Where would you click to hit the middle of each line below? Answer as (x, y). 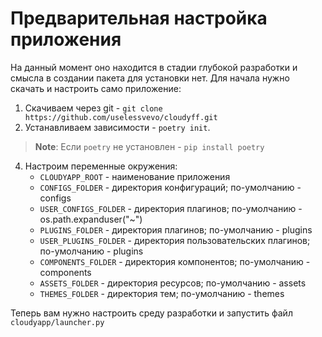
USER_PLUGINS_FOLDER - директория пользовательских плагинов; (175, 240)
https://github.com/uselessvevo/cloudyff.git (121, 117)
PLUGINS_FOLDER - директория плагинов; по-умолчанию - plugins (176, 229)
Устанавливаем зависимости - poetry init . (117, 127)
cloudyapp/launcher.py (57, 322)
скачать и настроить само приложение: (96, 88)
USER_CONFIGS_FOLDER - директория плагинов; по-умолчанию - (171, 208)
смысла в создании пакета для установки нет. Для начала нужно (150, 78)
